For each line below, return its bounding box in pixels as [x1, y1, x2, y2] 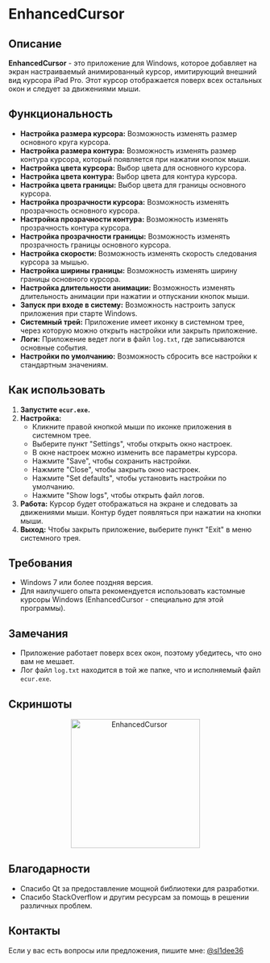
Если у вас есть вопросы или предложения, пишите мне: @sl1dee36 [8, 945, 244, 955]
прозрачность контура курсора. [19, 222, 131, 232]
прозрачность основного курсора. [19, 205, 140, 215]
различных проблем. [19, 900, 93, 911]
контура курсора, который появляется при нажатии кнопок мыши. [19, 154, 251, 164]
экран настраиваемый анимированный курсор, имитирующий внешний [8, 67, 257, 77]
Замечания [8, 626, 69, 641]
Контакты [8, 924, 60, 938]
